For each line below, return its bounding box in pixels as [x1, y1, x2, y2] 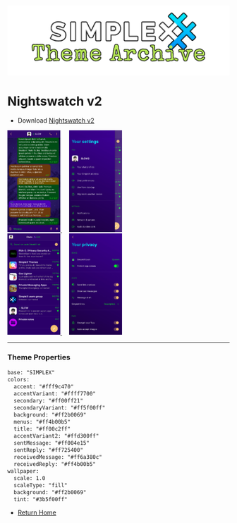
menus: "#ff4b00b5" [13, 418, 71, 425]
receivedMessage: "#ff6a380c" [13, 453, 102, 460]
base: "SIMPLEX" [7, 369, 55, 376]
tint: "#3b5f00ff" [13, 496, 68, 503]
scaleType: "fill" [13, 481, 68, 488]
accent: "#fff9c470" [13, 383, 74, 390]
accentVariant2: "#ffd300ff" [13, 432, 99, 439]
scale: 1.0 [13, 474, 46, 481]
